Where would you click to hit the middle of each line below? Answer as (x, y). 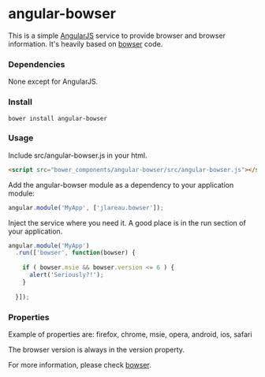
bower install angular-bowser (58, 118)
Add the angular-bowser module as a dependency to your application (121, 185)
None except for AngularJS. (53, 82)
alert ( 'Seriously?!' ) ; (66, 275)
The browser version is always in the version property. (97, 349)
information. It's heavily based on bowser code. (86, 43)
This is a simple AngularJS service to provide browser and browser (117, 35)
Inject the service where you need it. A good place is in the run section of (127, 222)
